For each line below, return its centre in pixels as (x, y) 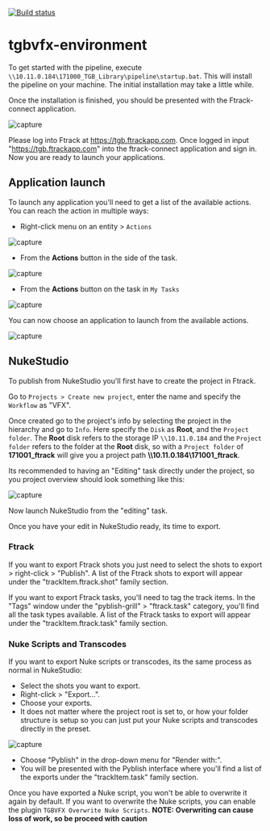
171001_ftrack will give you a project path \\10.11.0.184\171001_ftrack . (124, 455)
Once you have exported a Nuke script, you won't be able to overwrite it (128, 793)
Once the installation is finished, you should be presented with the (118, 100)
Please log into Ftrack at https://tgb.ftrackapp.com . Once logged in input (129, 140)
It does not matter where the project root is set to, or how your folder (134, 711)
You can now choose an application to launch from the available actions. (129, 320)
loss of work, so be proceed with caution (78, 819)
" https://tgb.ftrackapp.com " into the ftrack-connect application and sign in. (133, 149)
